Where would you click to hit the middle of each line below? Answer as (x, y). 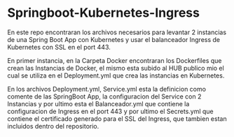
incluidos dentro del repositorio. (53, 126)
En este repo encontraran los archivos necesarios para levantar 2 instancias (117, 32)
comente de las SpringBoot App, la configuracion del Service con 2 (104, 96)
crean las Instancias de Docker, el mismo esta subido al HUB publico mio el (116, 68)
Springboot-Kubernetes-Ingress (103, 13)
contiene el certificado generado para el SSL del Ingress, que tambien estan (117, 118)
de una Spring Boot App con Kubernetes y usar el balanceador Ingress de (114, 39)
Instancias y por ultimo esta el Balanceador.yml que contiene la (98, 103)
